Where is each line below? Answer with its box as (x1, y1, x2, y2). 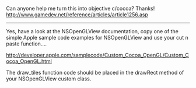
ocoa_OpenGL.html (6, 58, 52, 65)
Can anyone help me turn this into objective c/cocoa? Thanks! (6, 5, 155, 12)
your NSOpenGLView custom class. (6, 75, 92, 82)
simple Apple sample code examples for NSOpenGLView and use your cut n (6, 34, 188, 41)
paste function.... (6, 40, 47, 47)
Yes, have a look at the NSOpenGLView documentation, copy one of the (6, 28, 179, 34)
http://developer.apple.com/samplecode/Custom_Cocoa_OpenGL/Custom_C (6, 52, 190, 58)
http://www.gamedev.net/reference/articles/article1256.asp (6, 11, 149, 18)
